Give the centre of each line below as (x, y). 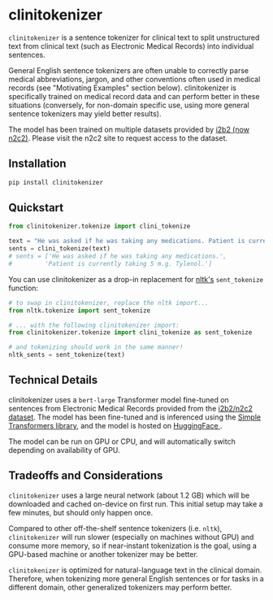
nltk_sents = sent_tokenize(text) (67, 355)
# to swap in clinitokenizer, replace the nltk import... (108, 302)
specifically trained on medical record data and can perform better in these (134, 96)
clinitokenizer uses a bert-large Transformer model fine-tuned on (119, 399)
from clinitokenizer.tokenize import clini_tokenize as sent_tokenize (130, 333)
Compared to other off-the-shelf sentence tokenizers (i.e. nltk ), (115, 528)
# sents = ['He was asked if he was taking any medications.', (118, 257)
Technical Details (53, 380)
